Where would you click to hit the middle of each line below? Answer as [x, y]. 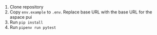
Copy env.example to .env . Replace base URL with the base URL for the [81, 12]
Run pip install [26, 22]
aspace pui [21, 17]
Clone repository [27, 7]
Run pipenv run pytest [33, 27]
